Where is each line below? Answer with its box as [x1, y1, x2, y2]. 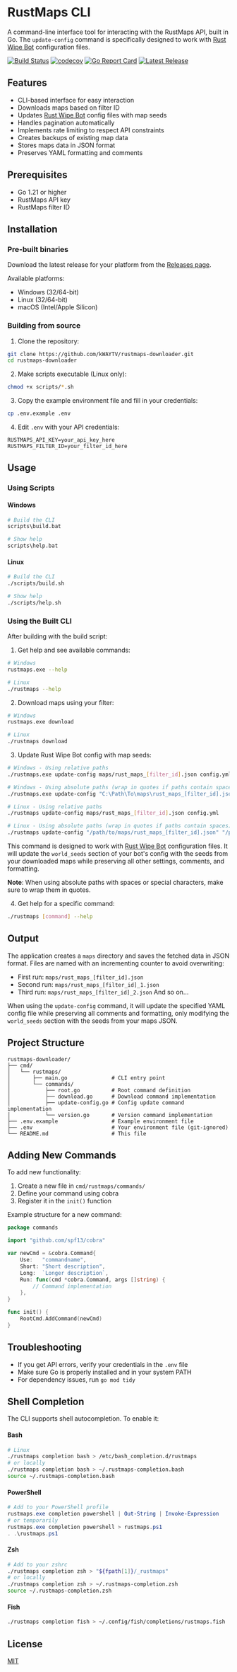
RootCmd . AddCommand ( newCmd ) [20, 1315, 102, 1322]
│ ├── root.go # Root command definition [7, 1087, 191, 1094]
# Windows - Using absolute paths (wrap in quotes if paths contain [7, 784, 213, 791]
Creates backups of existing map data [17, 133, 128, 142]
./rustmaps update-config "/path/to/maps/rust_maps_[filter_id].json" [7, 829, 219, 836]
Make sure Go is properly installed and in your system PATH [17, 1368, 192, 1376]
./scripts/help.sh [7, 599, 61, 606]
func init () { [7, 1309, 49, 1316]
